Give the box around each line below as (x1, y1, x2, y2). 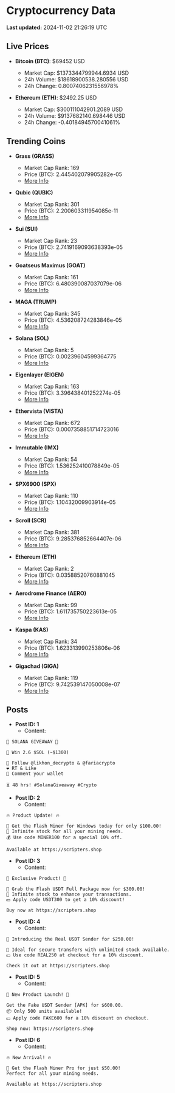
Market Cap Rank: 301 (24, 200, 80, 208)
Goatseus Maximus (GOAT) (15, 262, 86, 269)
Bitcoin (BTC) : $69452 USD (15, 57, 85, 64)
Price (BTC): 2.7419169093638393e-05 (24, 243, 123, 251)
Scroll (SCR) (15, 517, 47, 524)
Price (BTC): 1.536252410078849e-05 (24, 462, 120, 469)
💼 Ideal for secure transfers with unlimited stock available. (6, 947, 170, 953)
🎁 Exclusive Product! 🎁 (6, 876, 67, 882)
